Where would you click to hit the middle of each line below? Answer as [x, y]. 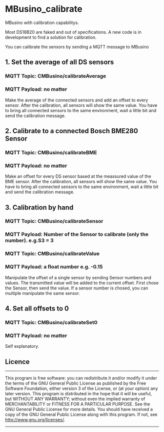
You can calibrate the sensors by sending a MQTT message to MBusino [77, 47]
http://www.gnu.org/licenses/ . [35, 420]
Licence [18, 362]
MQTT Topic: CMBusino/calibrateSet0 [51, 322]
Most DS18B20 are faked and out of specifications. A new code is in [73, 32]
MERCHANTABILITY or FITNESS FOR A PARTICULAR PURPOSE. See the [78, 404]
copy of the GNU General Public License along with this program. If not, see [81, 414]
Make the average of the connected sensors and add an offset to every [77, 100]
